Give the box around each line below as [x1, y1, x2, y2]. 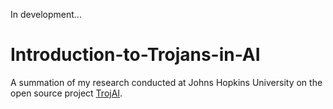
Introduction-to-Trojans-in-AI [10, 44, 261, 66]
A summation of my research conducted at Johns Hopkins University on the [10, 76, 323, 88]
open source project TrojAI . [10, 87, 123, 99]
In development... [10, 9, 82, 20]
